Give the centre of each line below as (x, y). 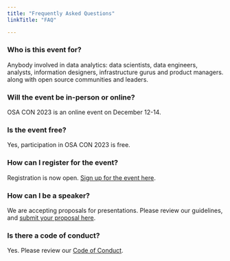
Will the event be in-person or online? (71, 97)
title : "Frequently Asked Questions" (61, 13)
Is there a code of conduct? (54, 236)
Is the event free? (37, 130)
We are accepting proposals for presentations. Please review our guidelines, (115, 210)
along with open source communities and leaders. (78, 79)
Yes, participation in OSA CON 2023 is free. (69, 145)
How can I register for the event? (63, 163)
